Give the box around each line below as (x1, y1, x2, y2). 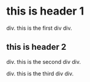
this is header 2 (6, 42, 67, 52)
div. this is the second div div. (6, 58, 81, 65)
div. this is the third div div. (6, 70, 74, 77)
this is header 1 (6, 4, 84, 18)
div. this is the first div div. (6, 24, 72, 32)
